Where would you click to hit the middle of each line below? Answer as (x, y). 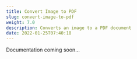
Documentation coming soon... (43, 50)
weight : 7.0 (20, 22)
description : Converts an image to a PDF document (69, 28)
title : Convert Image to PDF (41, 11)
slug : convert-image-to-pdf (40, 17)
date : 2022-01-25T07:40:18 (39, 33)
